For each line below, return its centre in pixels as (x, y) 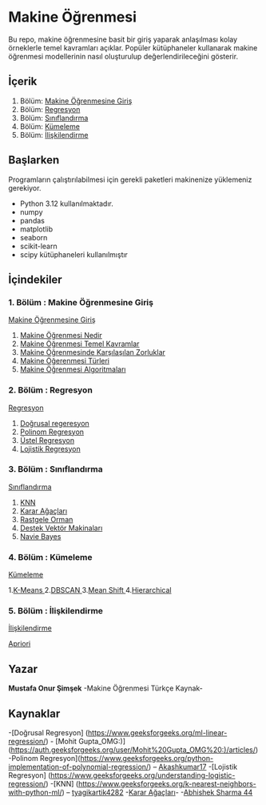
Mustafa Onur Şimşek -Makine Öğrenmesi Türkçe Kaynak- (106, 688)
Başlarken (34, 160)
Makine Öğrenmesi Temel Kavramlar (79, 344)
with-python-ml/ (35, 792)
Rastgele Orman (46, 519)
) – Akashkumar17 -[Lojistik (193, 767)
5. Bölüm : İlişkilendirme (56, 611)
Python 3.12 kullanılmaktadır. (66, 203)
